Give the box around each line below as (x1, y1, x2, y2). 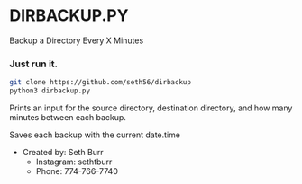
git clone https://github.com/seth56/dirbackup (9, 78, 192, 87)
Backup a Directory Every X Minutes (9, 35, 144, 46)
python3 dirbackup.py (9, 86, 91, 95)
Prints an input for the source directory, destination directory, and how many (9, 102, 293, 113)
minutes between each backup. (9, 111, 126, 122)
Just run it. (9, 57, 59, 70)
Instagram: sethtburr (35, 156, 113, 167)
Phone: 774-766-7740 (35, 165, 119, 176)
